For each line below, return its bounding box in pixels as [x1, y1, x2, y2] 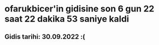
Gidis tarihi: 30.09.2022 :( [4, 33, 85, 41]
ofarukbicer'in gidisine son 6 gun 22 [4, 3, 155, 14]
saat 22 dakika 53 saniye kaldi [4, 13, 129, 24]
